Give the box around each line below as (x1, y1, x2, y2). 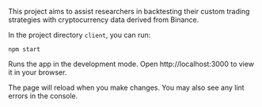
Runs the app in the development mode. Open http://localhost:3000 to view (8, 59, 255, 68)
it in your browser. (8, 68, 67, 77)
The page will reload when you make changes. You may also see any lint (8, 83, 245, 92)
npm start (8, 46, 41, 53)
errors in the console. (8, 91, 78, 101)
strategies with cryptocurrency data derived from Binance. (8, 15, 199, 24)
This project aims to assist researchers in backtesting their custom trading (8, 7, 250, 16)
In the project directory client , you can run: (8, 31, 151, 39)
